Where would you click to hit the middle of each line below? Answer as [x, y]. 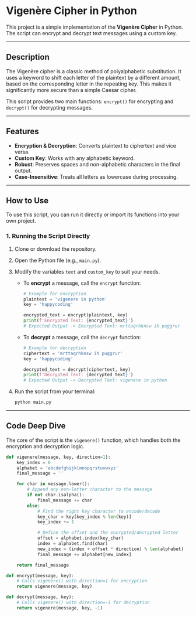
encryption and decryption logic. [45, 446]
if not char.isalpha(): [56, 495]
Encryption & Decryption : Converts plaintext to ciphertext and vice [95, 145]
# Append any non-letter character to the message [90, 490]
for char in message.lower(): [53, 484]
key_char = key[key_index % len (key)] [84, 517]
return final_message [43, 565]
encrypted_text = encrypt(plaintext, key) [76, 315]
